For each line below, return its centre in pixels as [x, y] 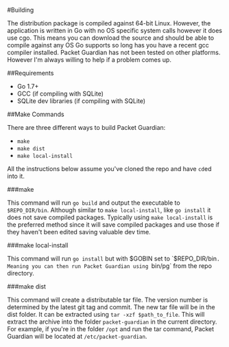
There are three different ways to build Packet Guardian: [86, 127]
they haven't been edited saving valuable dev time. [79, 232]
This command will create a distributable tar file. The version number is [108, 300]
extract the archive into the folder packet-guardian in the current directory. [112, 322]
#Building [21, 10]
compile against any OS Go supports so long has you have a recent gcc [108, 45]
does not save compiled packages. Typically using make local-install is [110, 217]
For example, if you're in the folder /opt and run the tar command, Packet [111, 329]
